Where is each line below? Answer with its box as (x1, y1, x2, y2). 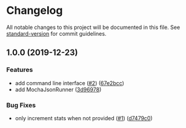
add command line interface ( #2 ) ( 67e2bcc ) (15, 79, 124, 86)
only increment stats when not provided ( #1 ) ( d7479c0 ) (15, 114, 153, 121)
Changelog (6, 4, 63, 18)
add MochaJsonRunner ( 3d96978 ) (15, 86, 102, 93)
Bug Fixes (6, 101, 36, 109)
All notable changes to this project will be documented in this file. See (6, 24, 181, 31)
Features (6, 66, 33, 74)
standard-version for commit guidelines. (6, 30, 107, 37)
